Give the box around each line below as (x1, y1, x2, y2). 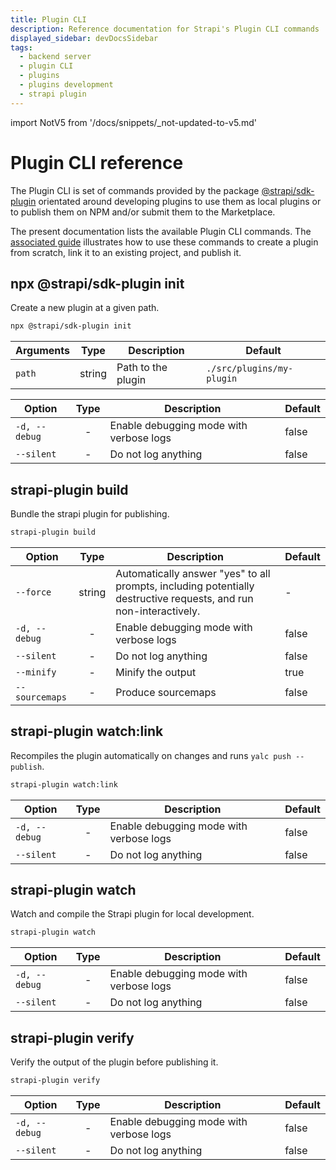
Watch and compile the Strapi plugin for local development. (10, 908, 255, 920)
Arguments (15, 344, 70, 358)
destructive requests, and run (115, 591, 254, 605)
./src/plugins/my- (206, 363, 294, 375)
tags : (10, 42, 33, 53)
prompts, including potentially (115, 579, 255, 593)
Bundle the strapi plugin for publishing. (10, 508, 170, 520)
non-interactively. (115, 604, 201, 618)
